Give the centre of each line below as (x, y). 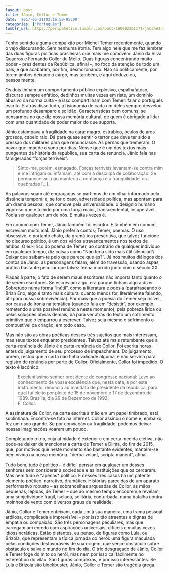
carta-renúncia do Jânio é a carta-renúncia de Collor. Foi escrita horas (78, 346)
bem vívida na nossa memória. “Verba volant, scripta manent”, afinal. (77, 455)
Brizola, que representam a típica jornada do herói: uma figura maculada (80, 538)
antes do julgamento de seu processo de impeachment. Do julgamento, (79, 351)
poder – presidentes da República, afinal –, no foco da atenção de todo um (82, 64)
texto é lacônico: (22, 367)
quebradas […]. (33, 184)
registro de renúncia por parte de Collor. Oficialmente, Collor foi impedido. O (84, 362)
